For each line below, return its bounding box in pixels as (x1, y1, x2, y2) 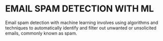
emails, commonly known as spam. (5, 30, 77, 36)
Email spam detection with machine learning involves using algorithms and (5, 19, 159, 25)
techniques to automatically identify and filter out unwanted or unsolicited (5, 24, 157, 30)
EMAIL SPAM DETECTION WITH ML (5, 3, 154, 14)
